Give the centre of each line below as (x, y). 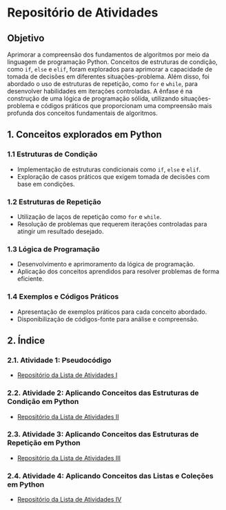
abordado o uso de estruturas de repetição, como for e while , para (103, 84)
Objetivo (26, 38)
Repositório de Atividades (83, 13)
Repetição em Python (44, 443)
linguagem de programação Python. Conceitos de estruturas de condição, (113, 62)
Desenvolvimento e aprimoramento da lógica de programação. (106, 264)
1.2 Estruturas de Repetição (54, 202)
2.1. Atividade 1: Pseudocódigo (59, 360)
